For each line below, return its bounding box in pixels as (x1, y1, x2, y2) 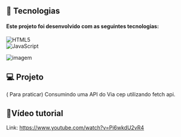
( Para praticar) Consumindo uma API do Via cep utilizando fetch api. (6, 91, 176, 98)
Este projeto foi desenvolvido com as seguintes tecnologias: (6, 22, 159, 30)
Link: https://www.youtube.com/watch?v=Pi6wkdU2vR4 (6, 124, 145, 132)
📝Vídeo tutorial (6, 108, 64, 118)
